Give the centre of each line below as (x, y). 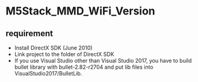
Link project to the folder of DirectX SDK (64, 54)
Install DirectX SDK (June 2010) (53, 48)
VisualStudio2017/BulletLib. (48, 73)
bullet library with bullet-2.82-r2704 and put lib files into (84, 67)
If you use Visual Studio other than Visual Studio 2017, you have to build (103, 61)
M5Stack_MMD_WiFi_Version (81, 11)
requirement (29, 33)
